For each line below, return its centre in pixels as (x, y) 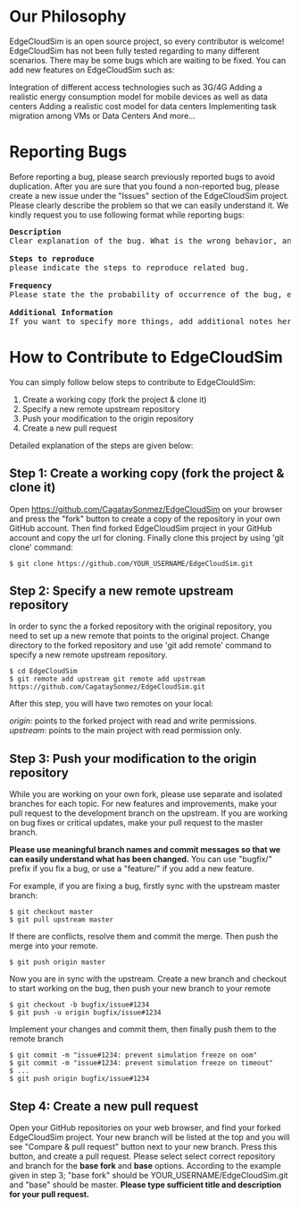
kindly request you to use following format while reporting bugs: (127, 214)
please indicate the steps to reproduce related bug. (129, 267)
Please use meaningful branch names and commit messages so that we (145, 850)
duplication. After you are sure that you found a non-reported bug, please (144, 186)
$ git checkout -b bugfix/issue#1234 (79, 1005)
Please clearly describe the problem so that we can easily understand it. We (149, 205)
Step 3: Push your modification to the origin (133, 758)
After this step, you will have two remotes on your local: (112, 704)
